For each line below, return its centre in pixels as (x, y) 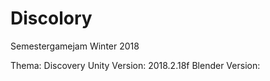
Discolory (51, 18)
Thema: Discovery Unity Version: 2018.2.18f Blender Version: (135, 65)
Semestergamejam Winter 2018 (75, 46)
